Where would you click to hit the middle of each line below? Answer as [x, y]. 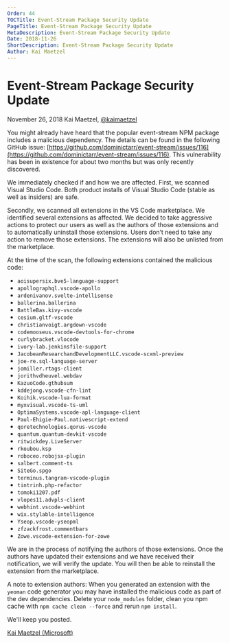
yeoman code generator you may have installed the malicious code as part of [114, 592]
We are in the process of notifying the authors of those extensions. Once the [115, 549]
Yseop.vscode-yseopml [48, 522]
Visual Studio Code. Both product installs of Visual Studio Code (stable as [111, 189]
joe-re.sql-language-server [57, 361]
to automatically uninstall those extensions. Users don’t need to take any [110, 232]
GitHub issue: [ [28, 147]
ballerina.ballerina [46, 303]
